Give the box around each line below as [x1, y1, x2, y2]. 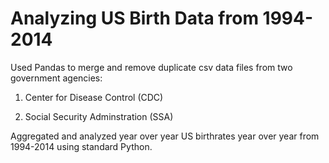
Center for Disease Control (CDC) [24, 91, 164, 103]
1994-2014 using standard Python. [10, 140, 153, 152]
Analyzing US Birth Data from [10, 7, 259, 30]
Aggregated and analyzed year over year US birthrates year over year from [10, 130, 320, 142]
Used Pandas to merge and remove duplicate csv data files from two [10, 61, 293, 73]
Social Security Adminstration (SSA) [24, 110, 174, 122]
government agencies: [10, 72, 103, 84]
